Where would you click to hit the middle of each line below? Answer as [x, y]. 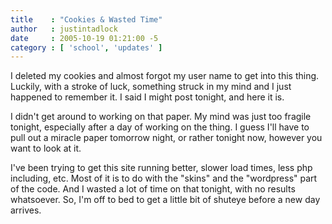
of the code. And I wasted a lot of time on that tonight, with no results [153, 189]
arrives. [26, 210]
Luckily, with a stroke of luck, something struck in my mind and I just [151, 87]
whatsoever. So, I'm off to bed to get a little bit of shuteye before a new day [165, 200]
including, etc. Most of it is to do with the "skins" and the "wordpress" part [164, 178]
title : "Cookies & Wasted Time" [86, 19]
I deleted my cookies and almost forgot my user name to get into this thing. [165, 76]
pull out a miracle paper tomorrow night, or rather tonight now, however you [166, 138]
